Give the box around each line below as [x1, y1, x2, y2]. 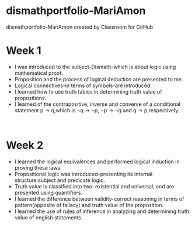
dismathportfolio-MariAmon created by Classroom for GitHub [6, 23, 154, 30]
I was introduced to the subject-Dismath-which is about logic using [14, 63, 176, 70]
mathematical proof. [14, 69, 63, 77]
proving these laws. [14, 164, 62, 171]
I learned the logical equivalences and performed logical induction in [14, 158, 180, 165]
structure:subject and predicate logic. [14, 177, 105, 184]
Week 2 [6, 139, 44, 152]
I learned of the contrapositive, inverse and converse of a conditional [14, 101, 181, 108]
